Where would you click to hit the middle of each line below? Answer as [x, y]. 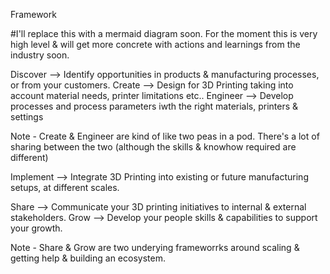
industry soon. [40, 55]
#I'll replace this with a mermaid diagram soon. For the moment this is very [164, 33]
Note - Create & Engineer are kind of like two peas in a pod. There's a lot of [165, 136]
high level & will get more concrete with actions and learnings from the [155, 44]
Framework [33, 14]
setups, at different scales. [65, 187]
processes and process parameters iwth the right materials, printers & [154, 106]
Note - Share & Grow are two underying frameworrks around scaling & [155, 247]
